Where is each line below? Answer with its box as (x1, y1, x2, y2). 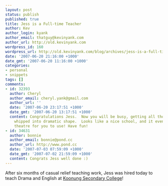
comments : (5, 81, 26, 86)
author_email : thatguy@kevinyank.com (5, 35, 84, 40)
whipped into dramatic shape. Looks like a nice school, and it (14, 118, 153, 124)
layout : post (5, 7, 32, 12)
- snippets (5, 72, 28, 77)
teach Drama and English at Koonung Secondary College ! (5, 175, 123, 181)
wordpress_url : (5, 49, 37, 54)
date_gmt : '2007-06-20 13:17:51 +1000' (9, 109, 93, 115)
